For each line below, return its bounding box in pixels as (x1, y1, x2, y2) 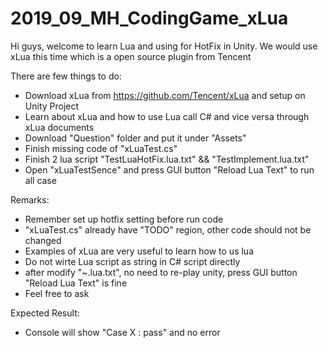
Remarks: (10, 193, 50, 206)
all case (24, 174, 57, 186)
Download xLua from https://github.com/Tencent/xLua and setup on (24, 89, 306, 101)
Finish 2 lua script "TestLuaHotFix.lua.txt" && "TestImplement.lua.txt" (24, 153, 310, 165)
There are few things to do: (10, 70, 122, 82)
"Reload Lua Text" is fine (24, 277, 128, 289)
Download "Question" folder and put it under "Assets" (24, 132, 247, 144)
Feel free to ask (24, 287, 90, 299)
